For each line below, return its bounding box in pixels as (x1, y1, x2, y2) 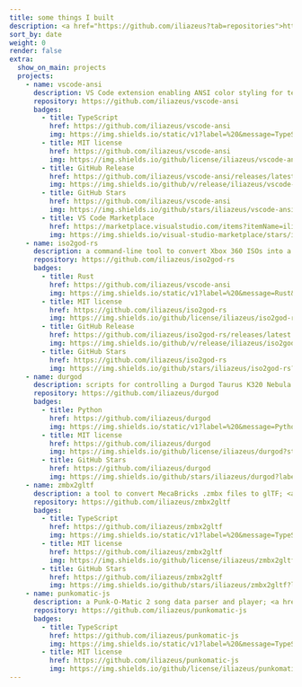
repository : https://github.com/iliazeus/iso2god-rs (32, 255, 235, 265)
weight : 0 (9, 38, 47, 48)
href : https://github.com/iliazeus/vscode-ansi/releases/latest (49, 172, 296, 181)
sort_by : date (9, 30, 63, 39)
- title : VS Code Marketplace (41, 213, 155, 223)
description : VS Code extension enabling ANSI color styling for (32, 88, 283, 97)
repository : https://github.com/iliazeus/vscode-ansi (32, 96, 240, 106)
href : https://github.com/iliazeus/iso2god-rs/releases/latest (49, 330, 292, 339)
